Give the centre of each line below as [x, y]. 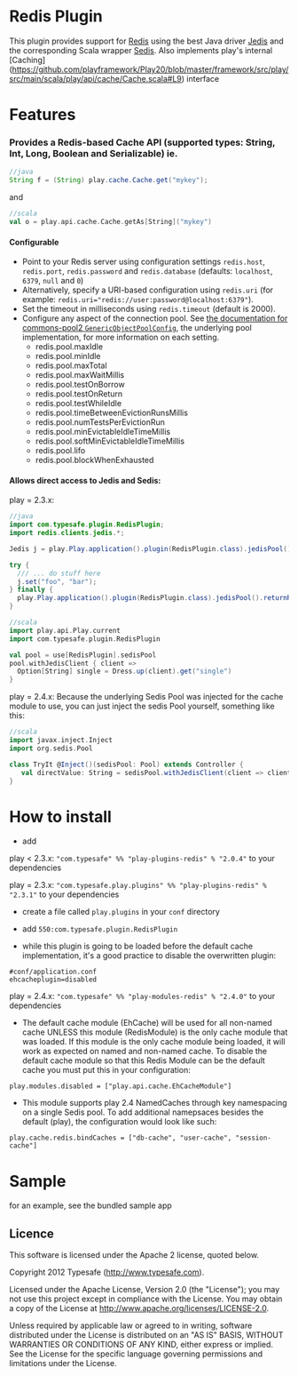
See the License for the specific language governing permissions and [136, 1354]
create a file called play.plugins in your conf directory [121, 912]
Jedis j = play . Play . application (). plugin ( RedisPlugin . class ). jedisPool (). [152, 548]
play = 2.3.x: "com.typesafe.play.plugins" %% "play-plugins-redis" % [138, 885]
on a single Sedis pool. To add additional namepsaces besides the [143, 1112]
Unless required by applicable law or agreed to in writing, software [131, 1325]
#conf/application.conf [53, 972]
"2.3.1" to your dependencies [64, 894]
